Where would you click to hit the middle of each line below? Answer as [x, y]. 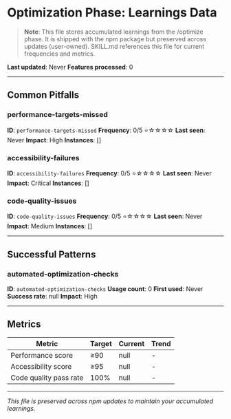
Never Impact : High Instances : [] [54, 140]
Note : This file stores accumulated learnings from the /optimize [114, 32]
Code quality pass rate [47, 378]
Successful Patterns [52, 254]
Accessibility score [41, 366]
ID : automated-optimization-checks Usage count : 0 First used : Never [105, 289]
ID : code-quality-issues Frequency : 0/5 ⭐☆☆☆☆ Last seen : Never [105, 216]
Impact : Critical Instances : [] [48, 183]
